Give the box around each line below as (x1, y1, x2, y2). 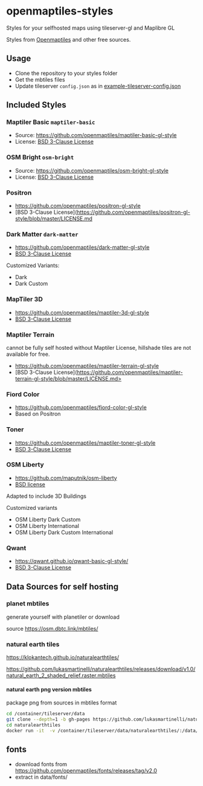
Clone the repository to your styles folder (14, 69, 118, 77)
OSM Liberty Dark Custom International (14, 529, 114, 536)
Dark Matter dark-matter (6, 230, 79, 238)
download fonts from (14, 760, 68, 768)
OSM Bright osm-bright (6, 153, 74, 161)
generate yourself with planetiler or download (6, 613, 120, 620)
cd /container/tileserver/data (6, 711, 85, 717)
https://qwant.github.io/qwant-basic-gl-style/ (14, 558, 129, 565)
